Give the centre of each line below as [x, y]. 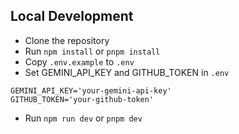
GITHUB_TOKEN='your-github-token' [82, 99]
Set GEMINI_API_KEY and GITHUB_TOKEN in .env [127, 72]
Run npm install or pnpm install [92, 51]
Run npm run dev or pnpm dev [83, 118]
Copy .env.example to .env [79, 61]
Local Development [72, 16]
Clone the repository [67, 40]
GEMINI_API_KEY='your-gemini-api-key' [91, 90]
